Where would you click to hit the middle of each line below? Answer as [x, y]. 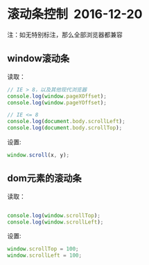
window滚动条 [38, 58]
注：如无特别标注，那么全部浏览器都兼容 [65, 35]
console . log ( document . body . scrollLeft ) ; [67, 122]
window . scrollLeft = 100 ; [44, 256]
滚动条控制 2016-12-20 [75, 14]
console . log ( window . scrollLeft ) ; [55, 222]
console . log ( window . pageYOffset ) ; [57, 102]
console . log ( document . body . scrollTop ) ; [65, 128]
